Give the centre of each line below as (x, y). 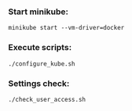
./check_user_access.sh (47, 99)
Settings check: (39, 83)
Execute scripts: (40, 48)
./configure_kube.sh (42, 64)
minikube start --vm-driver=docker (66, 28)
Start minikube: (38, 12)
